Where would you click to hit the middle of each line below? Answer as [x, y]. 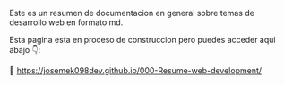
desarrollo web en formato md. [66, 22]
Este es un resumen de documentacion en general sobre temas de [132, 13]
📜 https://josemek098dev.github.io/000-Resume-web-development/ [136, 70]
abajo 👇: [25, 50]
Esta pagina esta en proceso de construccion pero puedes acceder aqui [142, 40]
